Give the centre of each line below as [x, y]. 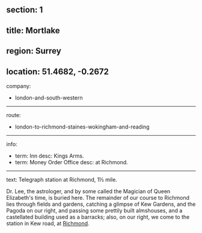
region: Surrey [34, 51]
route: [14, 115]
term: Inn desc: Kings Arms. [49, 156]
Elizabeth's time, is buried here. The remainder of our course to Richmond [98, 197]
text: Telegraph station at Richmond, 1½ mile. [62, 179]
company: [19, 86]
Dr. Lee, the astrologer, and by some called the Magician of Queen [88, 191]
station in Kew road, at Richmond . [48, 223]
